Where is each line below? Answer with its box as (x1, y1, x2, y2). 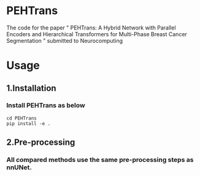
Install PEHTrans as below (6, 101, 85, 110)
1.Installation (6, 83, 56, 93)
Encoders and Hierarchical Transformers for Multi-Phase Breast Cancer (6, 30, 187, 37)
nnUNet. (6, 163, 33, 172)
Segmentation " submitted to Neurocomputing (6, 37, 123, 44)
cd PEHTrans (6, 115, 37, 121)
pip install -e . (6, 120, 51, 126)
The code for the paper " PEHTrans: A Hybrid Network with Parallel (6, 24, 176, 31)
